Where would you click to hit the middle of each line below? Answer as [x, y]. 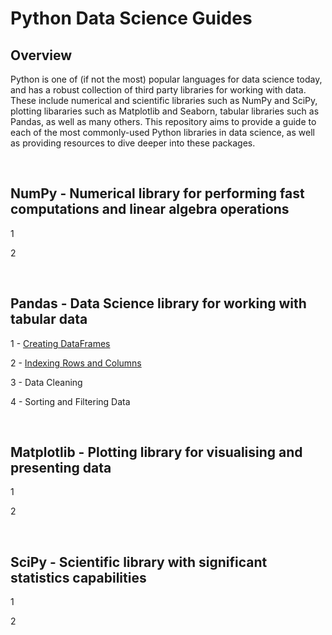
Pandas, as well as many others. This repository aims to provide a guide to [163, 121]
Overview [41, 55]
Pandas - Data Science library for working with [158, 303]
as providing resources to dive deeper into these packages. [133, 143]
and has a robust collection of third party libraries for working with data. [158, 90]
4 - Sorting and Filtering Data [70, 401]
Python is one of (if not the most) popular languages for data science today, [166, 79]
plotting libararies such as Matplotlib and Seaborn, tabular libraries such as [165, 111]
